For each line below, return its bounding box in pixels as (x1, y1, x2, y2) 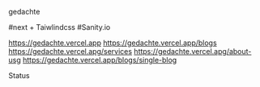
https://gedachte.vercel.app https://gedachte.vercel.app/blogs (8, 38, 217, 48)
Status (8, 71, 30, 80)
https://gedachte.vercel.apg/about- (133, 47, 252, 56)
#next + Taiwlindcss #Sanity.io (8, 23, 111, 31)
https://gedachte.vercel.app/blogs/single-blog (23, 56, 177, 64)
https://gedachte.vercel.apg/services (8, 47, 132, 56)
